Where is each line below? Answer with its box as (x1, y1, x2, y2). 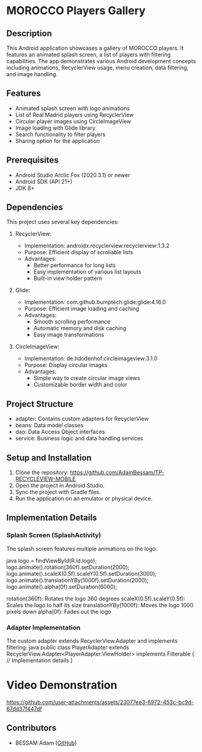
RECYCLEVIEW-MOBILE (15, 475, 76, 483)
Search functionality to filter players (15, 130, 106, 138)
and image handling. (6, 71, 58, 77)
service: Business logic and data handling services (15, 435, 144, 442)
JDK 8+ (15, 184, 35, 192)
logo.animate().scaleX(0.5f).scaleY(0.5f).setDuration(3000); (6, 570, 157, 577)
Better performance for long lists (33, 262, 116, 269)
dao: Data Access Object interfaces (15, 428, 105, 436)
